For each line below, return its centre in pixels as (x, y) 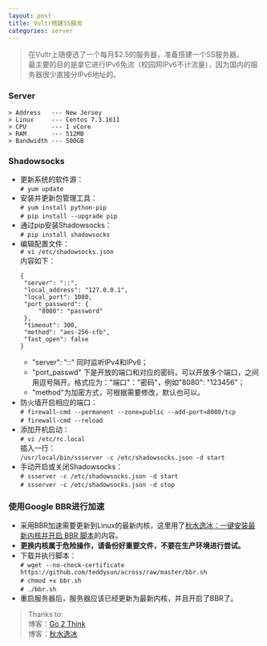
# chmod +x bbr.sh (51, 581)
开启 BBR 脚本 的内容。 (85, 536)
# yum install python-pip (63, 207)
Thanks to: (46, 615)
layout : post (30, 16)
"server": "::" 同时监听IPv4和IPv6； (90, 362)
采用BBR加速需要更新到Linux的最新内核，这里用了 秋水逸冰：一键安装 (134, 525)
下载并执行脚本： (48, 556)
